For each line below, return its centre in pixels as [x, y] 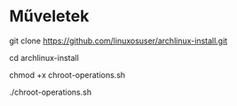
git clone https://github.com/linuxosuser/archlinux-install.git [118, 41]
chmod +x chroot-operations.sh [67, 75]
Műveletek [49, 16]
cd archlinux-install [44, 57]
